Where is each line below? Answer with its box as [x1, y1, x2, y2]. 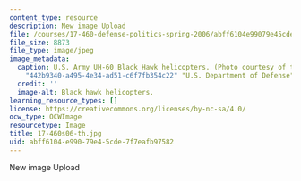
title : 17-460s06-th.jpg [9, 129, 102, 138]
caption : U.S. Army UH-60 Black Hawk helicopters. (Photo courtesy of [17, 63, 287, 72]
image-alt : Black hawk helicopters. [17, 87, 154, 96]
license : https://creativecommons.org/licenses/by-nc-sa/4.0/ [9, 104, 246, 113]
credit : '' [17, 79, 58, 88]
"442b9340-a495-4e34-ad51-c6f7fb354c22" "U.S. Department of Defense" [25, 71, 295, 80]
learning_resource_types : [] [9, 95, 118, 105]
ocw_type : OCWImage [9, 112, 82, 121]
